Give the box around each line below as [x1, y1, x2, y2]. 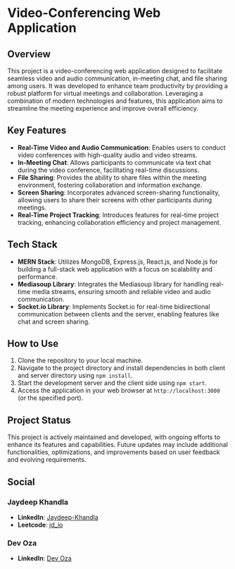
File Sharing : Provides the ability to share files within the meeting [17, 173, 207, 181]
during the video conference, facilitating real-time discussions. [17, 166, 200, 174]
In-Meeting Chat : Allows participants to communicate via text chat [17, 158, 211, 166]
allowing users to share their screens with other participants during [17, 195, 212, 204]
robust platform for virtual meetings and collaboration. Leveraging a [7, 90, 203, 97]
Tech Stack [7, 238, 58, 251]
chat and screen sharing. [17, 317, 90, 326]
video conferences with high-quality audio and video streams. [17, 150, 198, 159]
